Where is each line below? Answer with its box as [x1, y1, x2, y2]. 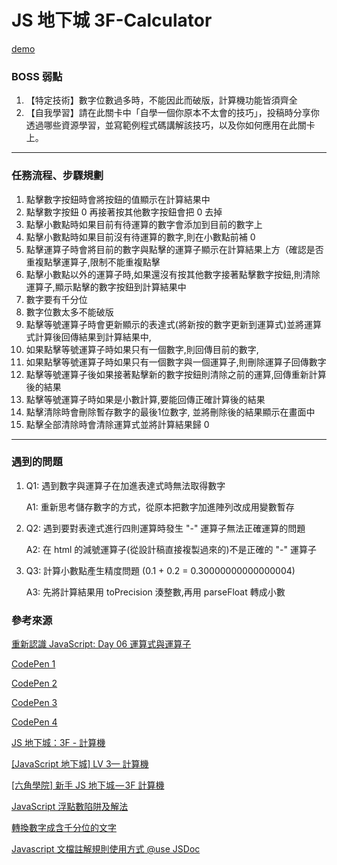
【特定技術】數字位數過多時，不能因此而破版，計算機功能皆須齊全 [25, 94, 298, 106]
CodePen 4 [11, 716, 58, 728]
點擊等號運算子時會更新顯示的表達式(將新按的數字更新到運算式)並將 [25, 318, 305, 330]
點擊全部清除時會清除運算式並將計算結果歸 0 [25, 418, 210, 430]
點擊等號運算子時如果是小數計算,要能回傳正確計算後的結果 [25, 393, 266, 405]
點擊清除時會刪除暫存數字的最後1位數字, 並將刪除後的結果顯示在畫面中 [25, 406, 316, 418]
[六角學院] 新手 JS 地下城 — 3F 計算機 [11, 779, 165, 791]
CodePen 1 [11, 658, 56, 670]
